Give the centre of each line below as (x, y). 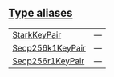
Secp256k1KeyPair (49, 47)
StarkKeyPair (37, 34)
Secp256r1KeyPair (49, 61)
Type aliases (41, 13)
